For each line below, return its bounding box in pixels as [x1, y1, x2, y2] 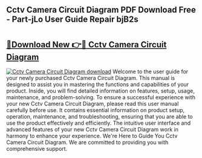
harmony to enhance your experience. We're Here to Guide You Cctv [6, 133, 178, 139]
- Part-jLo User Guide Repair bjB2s [6, 15, 138, 25]
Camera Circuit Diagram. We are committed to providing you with [6, 139, 169, 146]
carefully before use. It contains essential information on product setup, [6, 107, 185, 114]
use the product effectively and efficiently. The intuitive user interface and [6, 119, 191, 127]
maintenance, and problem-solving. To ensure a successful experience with [6, 94, 195, 100]
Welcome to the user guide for [112, 68, 189, 75]
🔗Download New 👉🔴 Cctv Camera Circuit [6, 39, 167, 50]
